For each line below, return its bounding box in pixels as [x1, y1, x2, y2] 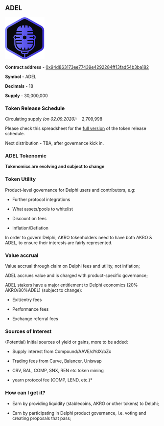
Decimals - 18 [5, 83, 33, 89]
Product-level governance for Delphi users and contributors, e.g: [5, 187, 136, 193]
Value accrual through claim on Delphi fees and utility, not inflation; [5, 263, 141, 269]
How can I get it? [5, 389, 46, 396]
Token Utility [5, 176, 36, 183]
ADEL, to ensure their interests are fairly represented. [5, 240, 113, 246]
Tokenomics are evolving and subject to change [5, 164, 105, 170]
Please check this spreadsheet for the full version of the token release [5, 125, 147, 131]
